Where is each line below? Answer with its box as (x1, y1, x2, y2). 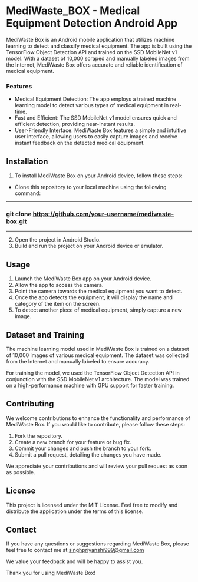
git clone (6, 210, 32, 218)
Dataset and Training (6, 330, 84, 340)
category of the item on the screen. (14, 300, 101, 307)
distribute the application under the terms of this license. (6, 508, 144, 515)
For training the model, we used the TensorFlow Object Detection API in (6, 369, 180, 376)
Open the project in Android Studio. (14, 236, 101, 243)
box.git (6, 217, 27, 225)
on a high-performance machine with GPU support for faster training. (6, 382, 174, 389)
